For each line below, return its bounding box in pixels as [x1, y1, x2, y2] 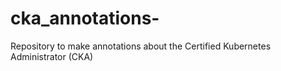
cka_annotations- [10, 7, 160, 30]
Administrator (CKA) [10, 50, 94, 62]
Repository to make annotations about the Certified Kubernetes [10, 40, 272, 52]
